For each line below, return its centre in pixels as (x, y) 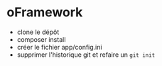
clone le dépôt (38, 32)
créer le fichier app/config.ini (59, 47)
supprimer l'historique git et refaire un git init (86, 55)
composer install (41, 39)
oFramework (45, 12)
